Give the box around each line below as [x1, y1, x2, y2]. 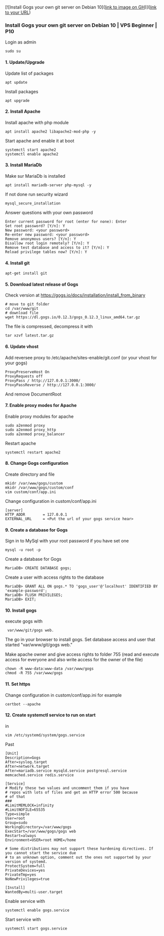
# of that [5, 794, 26, 799]
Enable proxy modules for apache [5, 413, 74, 419]
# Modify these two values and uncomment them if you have [5, 786, 129, 790]
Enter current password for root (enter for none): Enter [5, 219, 127, 224]
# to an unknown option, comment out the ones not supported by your [5, 855, 152, 860]
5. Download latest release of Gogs [5, 281, 79, 287]
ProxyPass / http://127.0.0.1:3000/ [5, 378, 81, 383]
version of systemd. [5, 859, 48, 864]
